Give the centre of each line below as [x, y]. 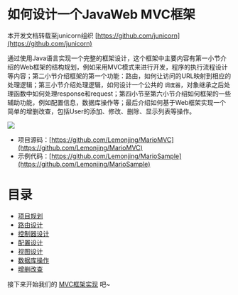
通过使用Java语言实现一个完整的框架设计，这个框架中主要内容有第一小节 [114, 58]
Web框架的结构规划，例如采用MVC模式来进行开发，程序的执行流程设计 [124, 67]
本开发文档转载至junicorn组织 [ [53, 35]
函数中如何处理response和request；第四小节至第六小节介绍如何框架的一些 [122, 94]
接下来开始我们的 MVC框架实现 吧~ [59, 284]
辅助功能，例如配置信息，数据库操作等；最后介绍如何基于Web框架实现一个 [117, 102]
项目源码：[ [34, 140]
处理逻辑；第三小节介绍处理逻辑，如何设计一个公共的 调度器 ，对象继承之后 [116, 84]
